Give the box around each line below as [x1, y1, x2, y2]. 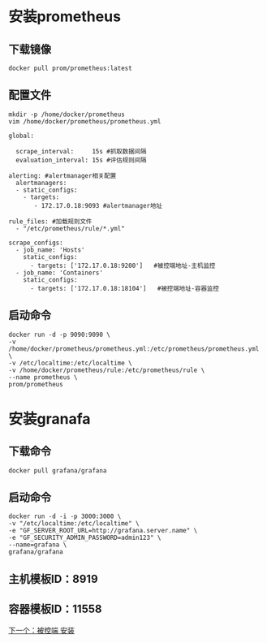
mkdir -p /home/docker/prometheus [8, 110, 126, 119]
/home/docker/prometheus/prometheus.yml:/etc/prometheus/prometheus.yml [8, 344, 260, 353]
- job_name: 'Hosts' [15, 245, 85, 254]
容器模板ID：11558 [8, 602, 102, 616]
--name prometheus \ [8, 373, 79, 382]
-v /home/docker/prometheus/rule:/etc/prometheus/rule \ [8, 366, 205, 374]
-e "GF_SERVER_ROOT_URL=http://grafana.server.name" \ [8, 527, 198, 535]
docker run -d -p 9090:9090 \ [8, 330, 111, 339]
